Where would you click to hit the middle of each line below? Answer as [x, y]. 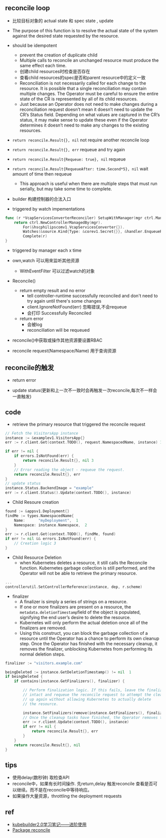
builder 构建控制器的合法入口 [42, 199]
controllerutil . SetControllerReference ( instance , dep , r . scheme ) [74, 587]
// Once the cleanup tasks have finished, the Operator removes [90, 717]
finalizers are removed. [43, 628]
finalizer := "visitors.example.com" [44, 663]
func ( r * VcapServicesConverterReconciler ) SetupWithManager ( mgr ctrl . [80, 218]
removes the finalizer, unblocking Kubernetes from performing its [86, 649]
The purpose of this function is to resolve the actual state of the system [85, 30]
